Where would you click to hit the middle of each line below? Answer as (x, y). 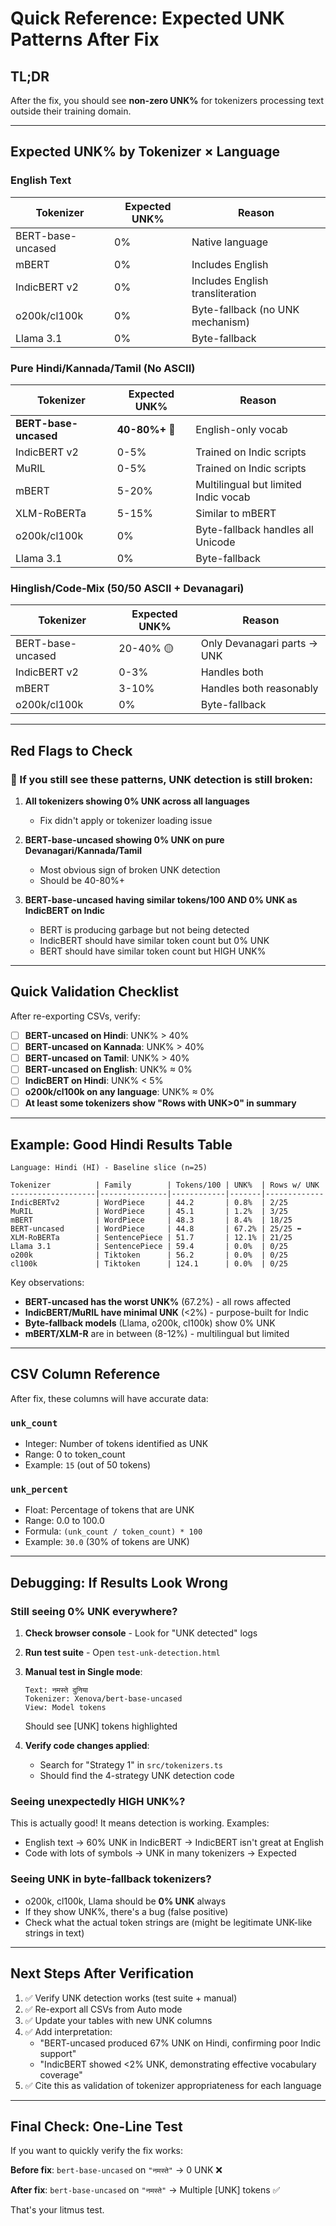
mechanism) (220, 322)
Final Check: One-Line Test (96, 2126)
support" (58, 2053)
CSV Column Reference (85, 1374)
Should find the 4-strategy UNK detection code (137, 1776)
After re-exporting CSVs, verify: (75, 1016)
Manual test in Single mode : (83, 1672)
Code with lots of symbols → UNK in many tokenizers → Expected (160, 1853)
